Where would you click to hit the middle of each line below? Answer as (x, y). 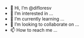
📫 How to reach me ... (34, 30)
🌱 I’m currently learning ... (37, 19)
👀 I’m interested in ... (32, 13)
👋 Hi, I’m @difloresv (31, 8)
